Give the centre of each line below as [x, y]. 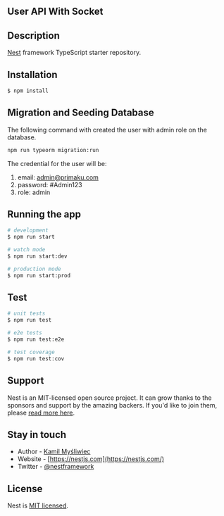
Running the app [44, 214]
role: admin [34, 192]
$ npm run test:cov [36, 358]
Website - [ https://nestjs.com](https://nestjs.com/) [91, 459]
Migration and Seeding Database [81, 113]
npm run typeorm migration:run [53, 150]
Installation [32, 74]
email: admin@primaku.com [58, 177]
